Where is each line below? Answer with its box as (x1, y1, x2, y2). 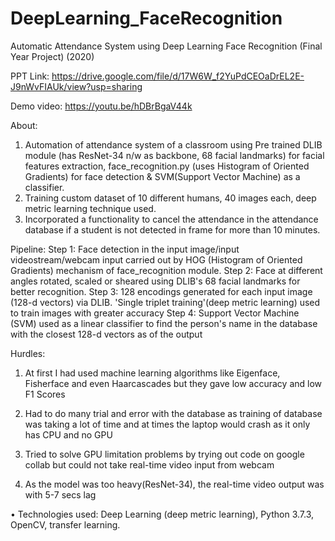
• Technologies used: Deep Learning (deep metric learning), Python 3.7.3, (10, 508, 315, 520)
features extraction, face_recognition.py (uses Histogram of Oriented (24, 160, 310, 172)
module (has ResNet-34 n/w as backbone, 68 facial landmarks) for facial (24, 149, 325, 161)
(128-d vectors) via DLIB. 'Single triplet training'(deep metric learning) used (10, 296, 321, 308)
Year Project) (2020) (10, 50, 95, 62)
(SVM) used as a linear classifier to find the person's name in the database (10, 317, 318, 329)
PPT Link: (10, 70, 50, 82)
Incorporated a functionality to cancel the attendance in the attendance (24, 213, 319, 225)
